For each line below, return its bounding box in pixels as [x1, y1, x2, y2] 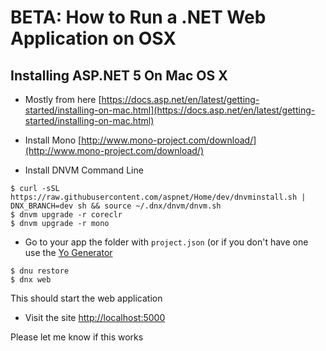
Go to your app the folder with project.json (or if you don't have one [24, 236, 309, 248]
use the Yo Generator [24, 247, 113, 258]
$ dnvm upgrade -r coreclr [10, 210, 123, 220]
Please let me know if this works [10, 331, 144, 343]
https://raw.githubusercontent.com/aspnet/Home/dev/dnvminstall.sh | [10, 192, 307, 202]
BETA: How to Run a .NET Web [10, 6, 267, 29]
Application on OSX [10, 27, 177, 50]
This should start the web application [10, 292, 163, 304]
